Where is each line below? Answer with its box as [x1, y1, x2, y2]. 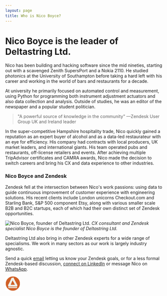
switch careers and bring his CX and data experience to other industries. [5, 160, 155, 166]
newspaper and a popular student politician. [5, 104, 96, 110]
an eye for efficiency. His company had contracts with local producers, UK [5, 139, 158, 145]
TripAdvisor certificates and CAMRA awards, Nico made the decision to [5, 155, 152, 161]
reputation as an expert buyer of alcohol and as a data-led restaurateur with [5, 134, 161, 140]
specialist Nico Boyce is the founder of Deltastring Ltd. [5, 225, 118, 231]
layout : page [5, 8, 32, 13]
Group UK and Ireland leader [17, 119, 76, 125]
